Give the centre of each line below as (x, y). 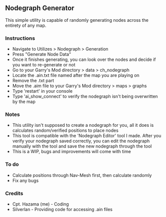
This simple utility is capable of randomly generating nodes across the (77, 20)
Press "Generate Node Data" (42, 54)
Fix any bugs (25, 180)
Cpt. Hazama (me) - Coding (41, 204)
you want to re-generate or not (44, 65)
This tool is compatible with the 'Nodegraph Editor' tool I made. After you (87, 136)
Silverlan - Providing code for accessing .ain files (62, 209)
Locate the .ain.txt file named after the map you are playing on (76, 75)
